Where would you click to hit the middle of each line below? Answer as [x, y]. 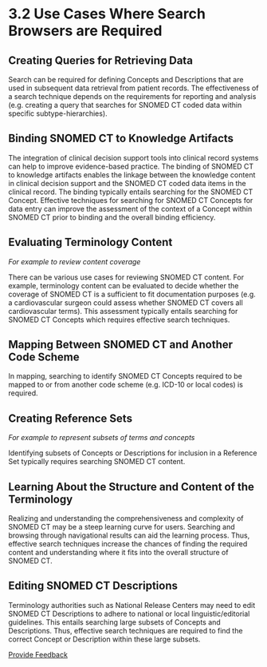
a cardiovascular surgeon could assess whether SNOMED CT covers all [126, 302]
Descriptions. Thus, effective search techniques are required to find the [126, 630]
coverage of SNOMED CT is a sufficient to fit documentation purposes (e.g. [132, 294]
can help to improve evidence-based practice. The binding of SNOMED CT [131, 166]
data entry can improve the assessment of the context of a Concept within [130, 208]
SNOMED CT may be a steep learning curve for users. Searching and [122, 527]
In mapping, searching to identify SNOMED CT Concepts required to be [126, 376]
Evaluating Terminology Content [90, 242]
